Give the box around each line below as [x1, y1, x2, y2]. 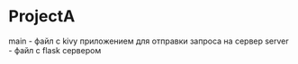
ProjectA [8, 6, 76, 27]
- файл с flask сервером [8, 44, 102, 55]
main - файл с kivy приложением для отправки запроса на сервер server [8, 36, 289, 46]
